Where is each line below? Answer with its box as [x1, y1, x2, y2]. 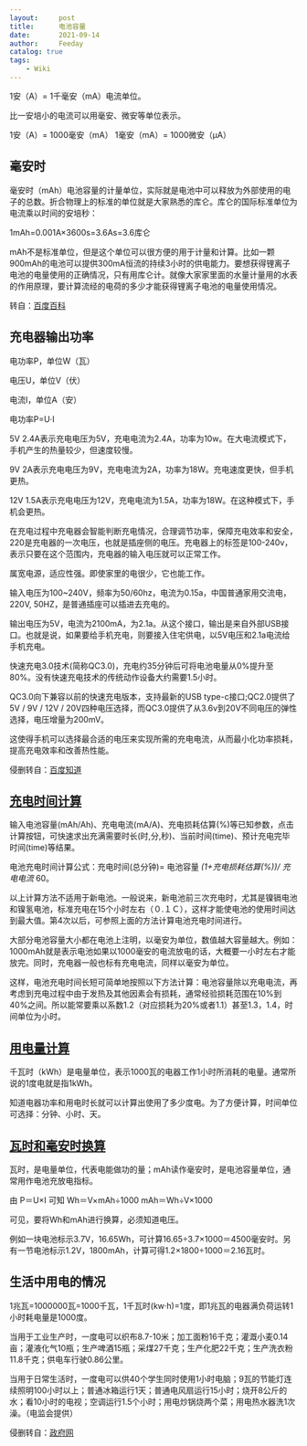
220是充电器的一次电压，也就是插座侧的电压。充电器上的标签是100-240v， [9, 536, 293, 548]
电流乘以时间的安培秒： [9, 207, 98, 218]
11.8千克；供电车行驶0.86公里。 [9, 1354, 129, 1365]
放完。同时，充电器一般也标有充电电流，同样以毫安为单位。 [9, 957, 234, 968]
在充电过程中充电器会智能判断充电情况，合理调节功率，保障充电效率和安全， [9, 525, 298, 536]
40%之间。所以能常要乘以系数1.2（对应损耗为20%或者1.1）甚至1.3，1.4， [9, 999, 285, 1010]
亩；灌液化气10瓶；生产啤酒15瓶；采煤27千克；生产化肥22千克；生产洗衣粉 [9, 1342, 294, 1353]
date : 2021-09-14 [9, 30, 101, 39]
